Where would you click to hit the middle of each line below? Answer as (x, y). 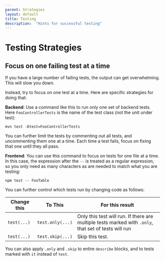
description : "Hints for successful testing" (54, 23)
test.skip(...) (55, 237)
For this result (117, 205)
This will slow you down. (30, 83)
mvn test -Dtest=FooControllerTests (42, 127)
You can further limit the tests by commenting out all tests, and (69, 136)
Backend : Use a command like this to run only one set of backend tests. (78, 107)
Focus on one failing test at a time (58, 66)
